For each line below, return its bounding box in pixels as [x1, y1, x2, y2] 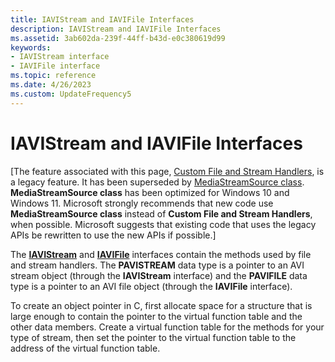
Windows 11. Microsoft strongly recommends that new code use [10, 197, 274, 209]
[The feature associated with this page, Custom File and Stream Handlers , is [10, 165, 325, 177]
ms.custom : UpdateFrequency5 [10, 89, 132, 99]
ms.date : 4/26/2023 [10, 80, 92, 90]
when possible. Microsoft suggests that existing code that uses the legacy [10, 218, 317, 230]
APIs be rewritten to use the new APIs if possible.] [10, 229, 217, 241]
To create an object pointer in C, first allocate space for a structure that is [10, 299, 313, 311]
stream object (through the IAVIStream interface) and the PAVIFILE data [10, 269, 308, 281]
